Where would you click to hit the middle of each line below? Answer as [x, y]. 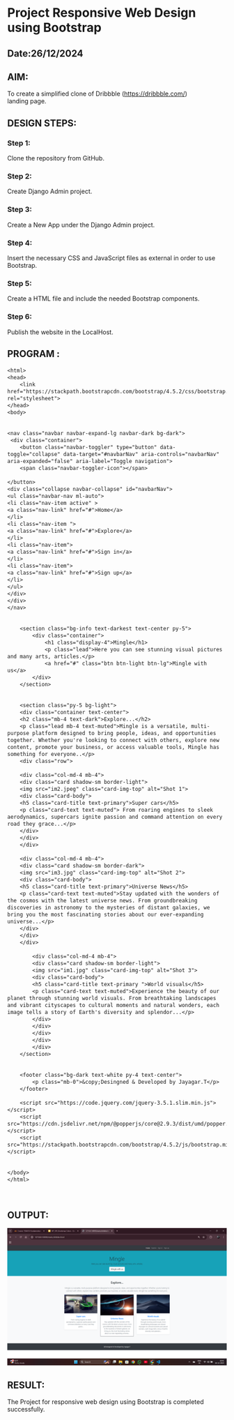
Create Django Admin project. [50, 191]
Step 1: [19, 143]
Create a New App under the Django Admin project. [81, 225]
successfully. [26, 1409]
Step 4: [20, 243]
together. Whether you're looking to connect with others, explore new [113, 741]
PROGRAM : [34, 354]
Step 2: [20, 176]
